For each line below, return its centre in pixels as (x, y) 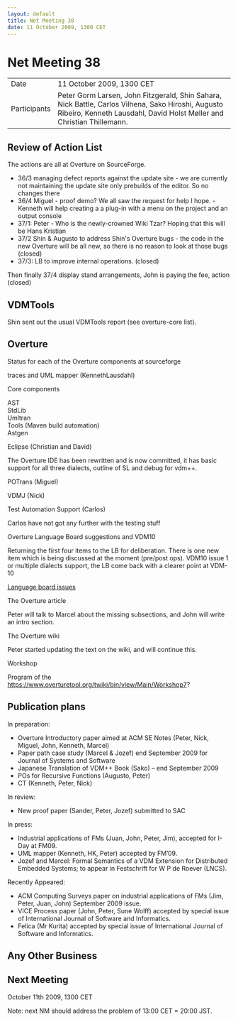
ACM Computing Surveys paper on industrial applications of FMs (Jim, (120, 896)
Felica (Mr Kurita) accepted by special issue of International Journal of (120, 926)
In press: (20, 824)
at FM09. (44, 845)
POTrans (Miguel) (33, 482)
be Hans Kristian (42, 231)
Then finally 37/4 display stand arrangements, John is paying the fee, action (119, 275)
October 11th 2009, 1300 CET (50, 997)
